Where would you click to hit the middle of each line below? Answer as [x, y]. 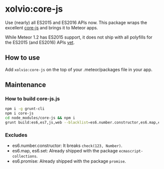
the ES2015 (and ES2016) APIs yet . [40, 42]
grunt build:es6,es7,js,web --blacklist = [48, 123]
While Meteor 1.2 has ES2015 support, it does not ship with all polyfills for [79, 37]
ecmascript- [131, 151]
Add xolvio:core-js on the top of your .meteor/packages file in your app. [79, 69]
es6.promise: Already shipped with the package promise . [69, 161]
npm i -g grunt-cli [25, 109]
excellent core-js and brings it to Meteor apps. [52, 27]
